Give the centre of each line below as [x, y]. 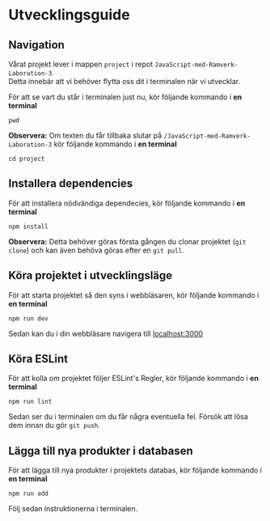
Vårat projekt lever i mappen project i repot [81, 64]
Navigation [36, 45]
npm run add [28, 494]
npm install [28, 227]
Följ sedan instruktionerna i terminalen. [73, 509]
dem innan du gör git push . [55, 426]
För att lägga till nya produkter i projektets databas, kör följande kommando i [135, 470]
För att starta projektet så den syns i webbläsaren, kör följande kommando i [134, 295]
